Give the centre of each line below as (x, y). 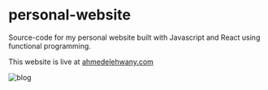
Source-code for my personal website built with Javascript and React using (134, 37)
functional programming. (50, 45)
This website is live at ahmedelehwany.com (81, 62)
